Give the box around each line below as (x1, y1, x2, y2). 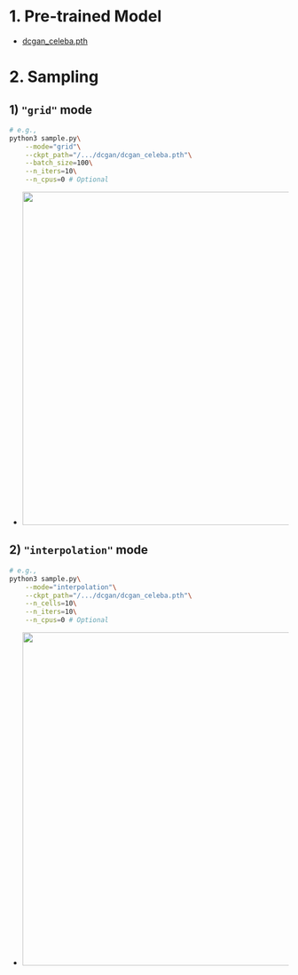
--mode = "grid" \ (25, 142, 82, 151)
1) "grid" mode (9, 102, 93, 117)
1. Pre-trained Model (9, 6, 162, 27)
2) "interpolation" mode (9, 542, 149, 557)
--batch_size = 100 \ (25, 158, 93, 168)
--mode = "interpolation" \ (25, 582, 117, 592)
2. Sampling (9, 67, 99, 87)
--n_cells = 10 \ (25, 599, 77, 608)
